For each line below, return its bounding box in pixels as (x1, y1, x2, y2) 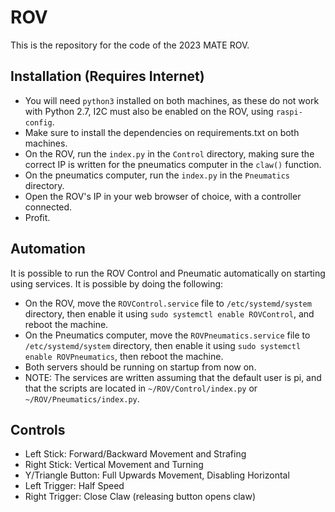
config (24, 117, 53, 128)
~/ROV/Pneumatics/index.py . (24, 392, 140, 405)
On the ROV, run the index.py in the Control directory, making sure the (24, 147, 315, 160)
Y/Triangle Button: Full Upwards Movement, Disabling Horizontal (24, 469, 290, 481)
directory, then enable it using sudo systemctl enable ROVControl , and (24, 307, 315, 320)
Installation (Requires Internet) (10, 68, 205, 85)
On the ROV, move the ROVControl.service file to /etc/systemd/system (24, 297, 312, 309)
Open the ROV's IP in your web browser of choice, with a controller (24, 190, 302, 202)
